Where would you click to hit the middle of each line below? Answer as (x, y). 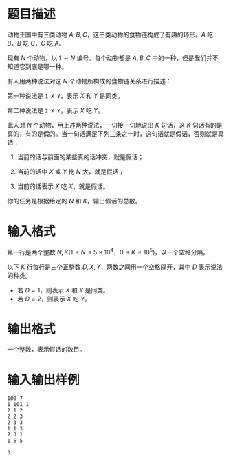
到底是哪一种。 (46, 66)
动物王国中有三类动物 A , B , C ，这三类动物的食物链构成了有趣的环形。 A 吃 (110, 34)
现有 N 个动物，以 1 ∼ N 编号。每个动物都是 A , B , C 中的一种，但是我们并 (110, 58)
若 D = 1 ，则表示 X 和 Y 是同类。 (63, 290)
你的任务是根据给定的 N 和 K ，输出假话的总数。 (74, 201)
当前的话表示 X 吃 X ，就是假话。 (63, 186)
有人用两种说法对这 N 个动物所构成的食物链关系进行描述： (89, 81)
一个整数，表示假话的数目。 (46, 350)
